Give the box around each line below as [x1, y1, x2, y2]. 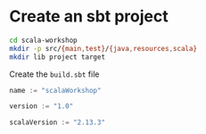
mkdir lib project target [9, 52, 105, 62]
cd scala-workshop [9, 36, 78, 45]
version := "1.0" [9, 102, 74, 111]
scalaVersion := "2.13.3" [9, 118, 105, 127]
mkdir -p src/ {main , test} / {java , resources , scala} [9, 44, 198, 53]
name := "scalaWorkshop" [9, 86, 102, 95]
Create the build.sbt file [9, 69, 100, 80]
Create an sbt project [9, 6, 169, 27]
